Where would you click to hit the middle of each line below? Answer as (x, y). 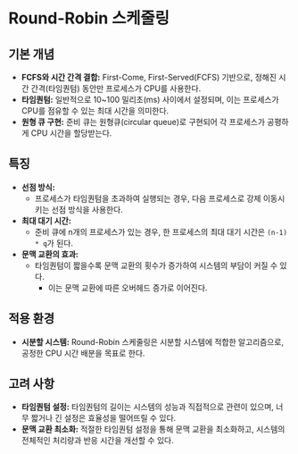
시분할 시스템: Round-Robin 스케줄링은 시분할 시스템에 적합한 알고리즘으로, (153, 341)
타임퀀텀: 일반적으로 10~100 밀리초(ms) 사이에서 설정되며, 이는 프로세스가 (150, 100)
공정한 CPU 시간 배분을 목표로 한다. (83, 353)
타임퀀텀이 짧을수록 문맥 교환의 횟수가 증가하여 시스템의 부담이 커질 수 (156, 265)
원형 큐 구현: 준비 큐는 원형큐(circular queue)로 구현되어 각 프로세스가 (143, 122)
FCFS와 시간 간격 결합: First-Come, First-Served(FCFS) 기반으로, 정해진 (149, 77)
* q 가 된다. (54, 243)
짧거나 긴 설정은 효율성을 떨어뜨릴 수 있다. (103, 418)
